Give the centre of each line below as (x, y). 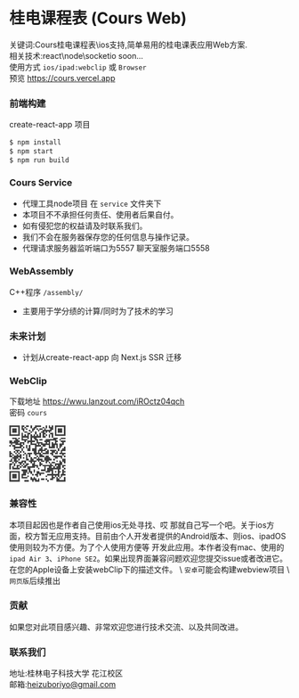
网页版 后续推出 (35, 580)
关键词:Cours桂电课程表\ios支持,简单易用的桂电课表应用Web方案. (128, 45)
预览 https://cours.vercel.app (62, 78)
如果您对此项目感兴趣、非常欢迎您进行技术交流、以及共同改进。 (126, 627)
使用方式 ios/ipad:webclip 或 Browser (78, 67)
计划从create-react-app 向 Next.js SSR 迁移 (102, 357)
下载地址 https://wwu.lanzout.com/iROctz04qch (97, 401)
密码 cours (28, 413)
